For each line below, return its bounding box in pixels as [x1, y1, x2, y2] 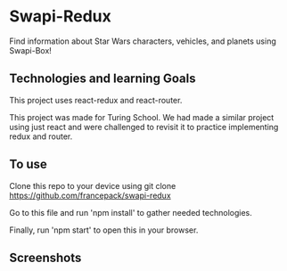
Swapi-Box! [9, 45, 52, 55]
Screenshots [9, 250, 82, 265]
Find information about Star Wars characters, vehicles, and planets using [9, 36, 276, 46]
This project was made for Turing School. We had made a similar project [9, 111, 275, 122]
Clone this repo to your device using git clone [9, 180, 176, 191]
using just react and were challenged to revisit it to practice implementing [9, 121, 279, 132]
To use [9, 157, 47, 172]
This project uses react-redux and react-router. [9, 94, 183, 105]
